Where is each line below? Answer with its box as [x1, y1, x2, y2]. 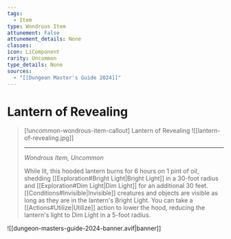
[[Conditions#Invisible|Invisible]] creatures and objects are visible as [23, 189, 219, 197]
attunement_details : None [7, 36, 81, 43]
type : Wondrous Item [7, 23, 67, 30]
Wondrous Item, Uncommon [23, 154, 104, 162]
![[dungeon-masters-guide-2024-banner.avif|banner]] [7, 225, 162, 233]
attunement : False [7, 29, 60, 37]
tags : [7, 10, 23, 17]
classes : [7, 42, 32, 49]
